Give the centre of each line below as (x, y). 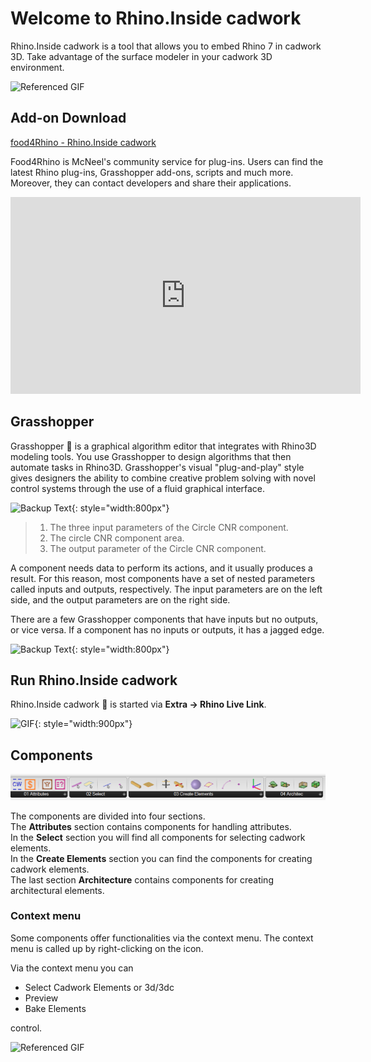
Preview (41, 998)
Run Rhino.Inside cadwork (94, 680)
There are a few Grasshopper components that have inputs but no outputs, (164, 619)
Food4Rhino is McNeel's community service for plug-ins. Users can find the (167, 161)
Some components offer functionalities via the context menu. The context (162, 938)
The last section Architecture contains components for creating (142, 879)
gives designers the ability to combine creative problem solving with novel (163, 478)
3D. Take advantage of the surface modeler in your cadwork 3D (141, 56)
